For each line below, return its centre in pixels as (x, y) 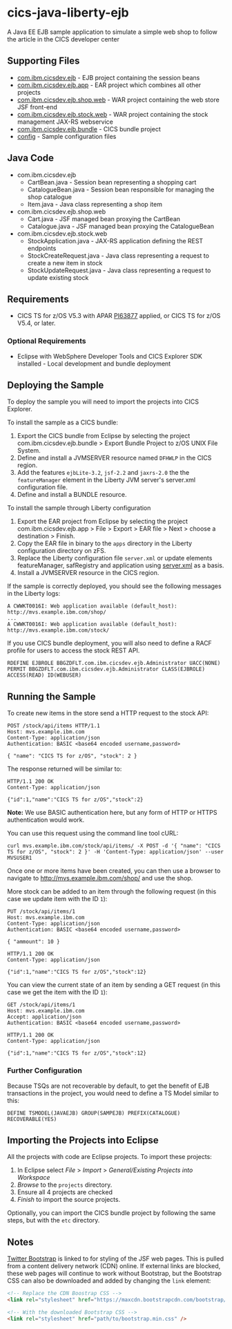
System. (29, 451)
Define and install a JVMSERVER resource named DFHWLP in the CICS (114, 458)
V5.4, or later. (36, 323)
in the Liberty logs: (34, 594)
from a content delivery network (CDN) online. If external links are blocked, (114, 1266)
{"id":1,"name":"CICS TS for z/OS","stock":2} (75, 800)
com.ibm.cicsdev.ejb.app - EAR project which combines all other (109, 85)
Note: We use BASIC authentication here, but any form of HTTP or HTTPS (112, 813)
